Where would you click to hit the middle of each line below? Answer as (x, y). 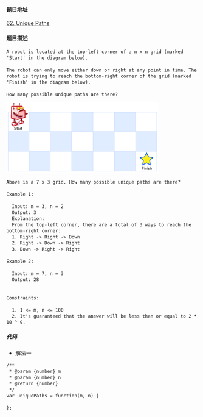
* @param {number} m (35, 372)
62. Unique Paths (28, 23)
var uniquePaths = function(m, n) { (53, 396)
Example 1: (20, 194)
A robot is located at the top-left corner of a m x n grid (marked (95, 52)
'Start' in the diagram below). (47, 58)
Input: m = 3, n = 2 (38, 207)
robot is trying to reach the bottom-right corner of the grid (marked (99, 76)
